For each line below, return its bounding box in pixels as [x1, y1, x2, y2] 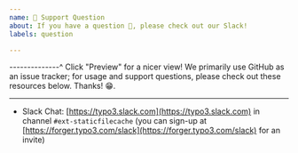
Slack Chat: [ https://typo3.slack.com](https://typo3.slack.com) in [21, 106, 260, 117]
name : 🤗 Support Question [9, 12, 105, 22]
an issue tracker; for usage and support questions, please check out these [9, 71, 281, 82]
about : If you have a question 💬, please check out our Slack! [9, 21, 248, 30]
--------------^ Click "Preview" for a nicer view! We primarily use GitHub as [9, 61, 285, 72]
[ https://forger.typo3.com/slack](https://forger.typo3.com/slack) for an [21, 125, 281, 136]
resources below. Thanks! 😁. [9, 81, 116, 92]
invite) [21, 134, 46, 145]
